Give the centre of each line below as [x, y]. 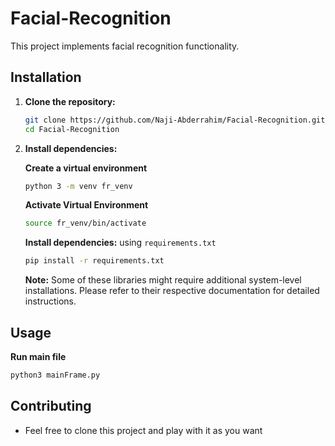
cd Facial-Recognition [72, 129]
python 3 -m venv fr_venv [78, 186]
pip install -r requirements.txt [94, 261]
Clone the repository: [70, 101]
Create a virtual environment [86, 168]
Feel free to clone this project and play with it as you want [143, 430]
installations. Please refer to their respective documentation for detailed [172, 291]
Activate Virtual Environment [86, 205]
